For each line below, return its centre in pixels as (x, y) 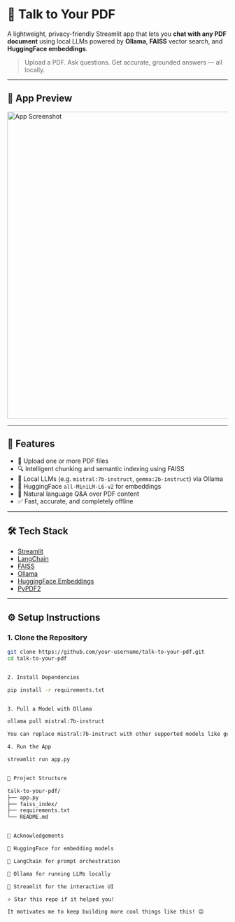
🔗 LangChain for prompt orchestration (64, 861)
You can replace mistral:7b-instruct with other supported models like (114, 734)
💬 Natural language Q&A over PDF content (78, 494)
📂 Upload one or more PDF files (63, 461)
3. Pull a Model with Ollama (50, 709)
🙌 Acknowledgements (36, 836)
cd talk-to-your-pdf (37, 658)
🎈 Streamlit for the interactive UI (60, 887)
